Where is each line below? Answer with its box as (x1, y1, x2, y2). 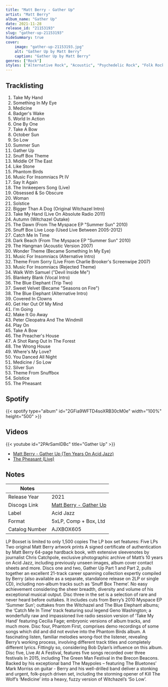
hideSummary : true (5, 35, 44, 40)
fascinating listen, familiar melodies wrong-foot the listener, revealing (5, 634, 148, 640)
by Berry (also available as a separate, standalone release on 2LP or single (5, 576, 159, 582)
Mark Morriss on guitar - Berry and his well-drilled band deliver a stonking (5, 666, 158, 672)
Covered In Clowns (12, 295, 52, 301)
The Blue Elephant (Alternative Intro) (12, 290, 88, 296)
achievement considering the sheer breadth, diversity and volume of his (5, 586, 154, 592)
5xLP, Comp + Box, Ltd (51, 518, 105, 525)
